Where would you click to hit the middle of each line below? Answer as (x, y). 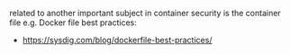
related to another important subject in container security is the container (145, 13)
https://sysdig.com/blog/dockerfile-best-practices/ (117, 40)
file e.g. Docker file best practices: (73, 22)
